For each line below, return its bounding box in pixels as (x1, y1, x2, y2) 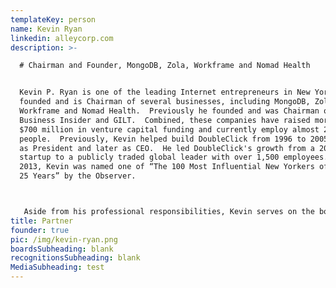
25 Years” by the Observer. (19, 171, 137, 181)
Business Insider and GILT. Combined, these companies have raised (19, 115, 311, 125)
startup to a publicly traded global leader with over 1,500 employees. (19, 152, 329, 163)
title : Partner (10, 216, 74, 226)
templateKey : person (10, 14, 97, 25)
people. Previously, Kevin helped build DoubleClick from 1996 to (19, 134, 307, 144)
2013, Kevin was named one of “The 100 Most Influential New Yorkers (19, 162, 315, 172)
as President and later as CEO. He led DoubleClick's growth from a (19, 143, 315, 153)
